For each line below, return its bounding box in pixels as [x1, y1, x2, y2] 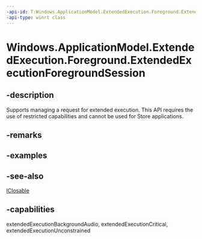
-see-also [6, 171, 44, 181]
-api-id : [6, 8, 28, 15]
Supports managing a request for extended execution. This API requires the [6, 106, 194, 113]
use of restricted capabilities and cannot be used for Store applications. [6, 112, 184, 119]
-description [6, 90, 54, 100]
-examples [6, 150, 47, 161]
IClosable [6, 187, 30, 194]
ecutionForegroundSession [6, 66, 145, 80]
